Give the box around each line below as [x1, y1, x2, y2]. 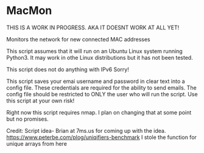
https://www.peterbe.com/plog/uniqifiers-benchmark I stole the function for [6, 133, 197, 141]
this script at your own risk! [6, 97, 75, 104]
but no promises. [6, 115, 49, 123]
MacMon [6, 4, 52, 18]
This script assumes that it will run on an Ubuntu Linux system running [6, 47, 183, 55]
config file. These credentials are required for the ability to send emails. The [6, 84, 197, 91]
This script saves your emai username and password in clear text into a [6, 77, 185, 85]
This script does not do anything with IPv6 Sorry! [6, 65, 129, 73]
